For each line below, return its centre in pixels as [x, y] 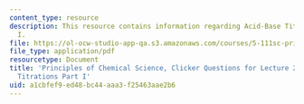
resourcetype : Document [54, 60]
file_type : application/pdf [62, 52]
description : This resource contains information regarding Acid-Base [145, 26]
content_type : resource [54, 18]
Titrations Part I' [54, 77]
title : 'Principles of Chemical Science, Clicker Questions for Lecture [149, 69]
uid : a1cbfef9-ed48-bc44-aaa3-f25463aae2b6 [93, 85]
